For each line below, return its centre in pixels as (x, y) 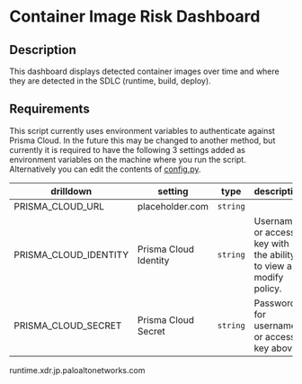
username (275, 326)
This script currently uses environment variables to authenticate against (142, 130)
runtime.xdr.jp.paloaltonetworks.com (77, 370)
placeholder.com (173, 206)
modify (269, 277)
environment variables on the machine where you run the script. (128, 159)
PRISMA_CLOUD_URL (59, 206)
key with (271, 243)
